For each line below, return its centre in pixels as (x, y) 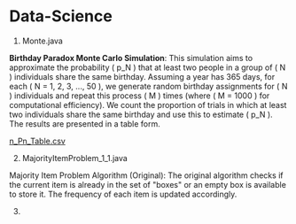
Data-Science (61, 16)
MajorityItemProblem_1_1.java (75, 158)
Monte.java (43, 41)
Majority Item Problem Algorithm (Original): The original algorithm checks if (146, 175)
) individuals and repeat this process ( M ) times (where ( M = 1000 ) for (140, 96)
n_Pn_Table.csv (38, 141)
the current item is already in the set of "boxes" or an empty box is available (148, 184)
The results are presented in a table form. (85, 124)
